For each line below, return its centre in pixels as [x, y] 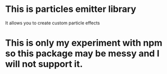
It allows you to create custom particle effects [53, 23]
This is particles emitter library [71, 9]
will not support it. [44, 64]
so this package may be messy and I [82, 54]
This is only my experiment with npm [84, 43]
